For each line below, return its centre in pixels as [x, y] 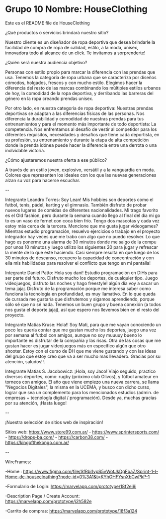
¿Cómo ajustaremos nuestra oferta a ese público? [56, 160]
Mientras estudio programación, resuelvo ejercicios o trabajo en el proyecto [83, 231]
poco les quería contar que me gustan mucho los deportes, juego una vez [81, 330]
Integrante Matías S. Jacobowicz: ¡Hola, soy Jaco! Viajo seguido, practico [81, 371]
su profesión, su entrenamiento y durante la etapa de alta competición [77, 140]
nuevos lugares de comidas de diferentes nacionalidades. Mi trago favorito [82, 210]
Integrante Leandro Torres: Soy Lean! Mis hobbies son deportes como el [79, 200]
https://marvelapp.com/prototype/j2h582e [48, 501]
